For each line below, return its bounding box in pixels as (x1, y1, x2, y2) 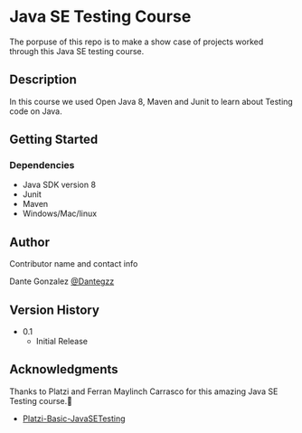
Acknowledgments (9, 362, 119, 377)
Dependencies (9, 159, 75, 172)
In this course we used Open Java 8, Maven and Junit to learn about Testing (9, 96, 294, 107)
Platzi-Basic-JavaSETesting (22, 413, 126, 424)
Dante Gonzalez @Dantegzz (9, 276, 115, 287)
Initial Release (35, 336, 89, 347)
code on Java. (9, 106, 63, 117)
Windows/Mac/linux (22, 208, 98, 219)
